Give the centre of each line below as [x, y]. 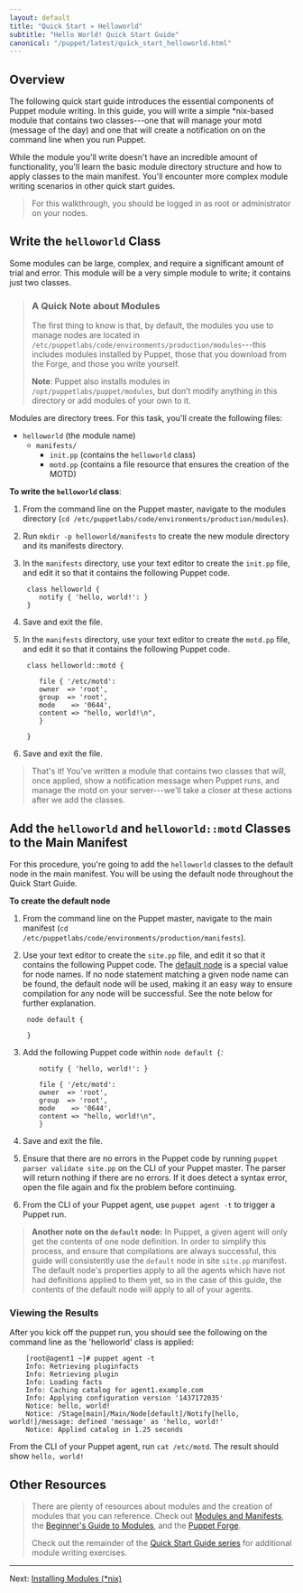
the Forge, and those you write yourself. [106, 364]
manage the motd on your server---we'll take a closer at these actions [162, 791]
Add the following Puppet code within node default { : [123, 1052]
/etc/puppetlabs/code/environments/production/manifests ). [134, 937]
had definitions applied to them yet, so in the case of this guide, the [156, 1279]
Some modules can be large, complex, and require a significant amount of [147, 263]
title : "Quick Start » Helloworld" [76, 26]
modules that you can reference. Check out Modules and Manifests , [157, 1516]
